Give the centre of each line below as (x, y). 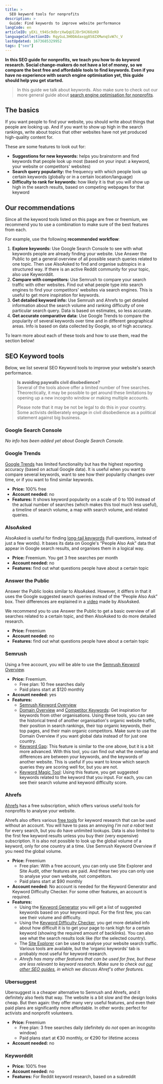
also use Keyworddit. (33, 274)
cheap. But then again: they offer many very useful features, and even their (80, 1003)
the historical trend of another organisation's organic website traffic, (88, 720)
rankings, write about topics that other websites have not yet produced (76, 132)
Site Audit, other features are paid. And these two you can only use (87, 871)
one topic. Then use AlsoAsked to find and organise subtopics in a (78, 264)
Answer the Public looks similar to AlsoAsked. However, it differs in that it (78, 591)
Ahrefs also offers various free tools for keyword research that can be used (80, 820)
